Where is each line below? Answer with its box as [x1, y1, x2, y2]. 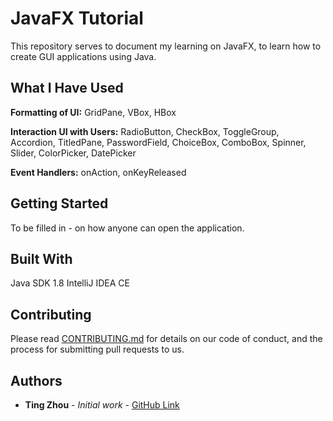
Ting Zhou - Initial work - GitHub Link [24, 399, 180, 411]
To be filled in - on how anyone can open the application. [10, 222, 245, 234]
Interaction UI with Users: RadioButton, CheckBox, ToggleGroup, [10, 125, 280, 137]
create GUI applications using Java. [10, 50, 157, 62]
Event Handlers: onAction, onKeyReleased [10, 166, 187, 178]
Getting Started [10, 195, 109, 212]
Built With [10, 250, 73, 267]
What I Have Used [10, 80, 124, 97]
